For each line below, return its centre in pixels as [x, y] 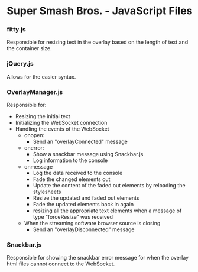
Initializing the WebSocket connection [61, 123]
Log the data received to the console [78, 173]
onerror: [34, 148]
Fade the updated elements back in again [83, 205]
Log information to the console [70, 160]
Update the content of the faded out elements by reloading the [109, 186]
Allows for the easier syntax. [41, 77]
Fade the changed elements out [72, 179]
